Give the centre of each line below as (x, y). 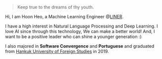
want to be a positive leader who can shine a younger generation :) (74, 37)
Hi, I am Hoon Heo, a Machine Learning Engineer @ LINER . (64, 16)
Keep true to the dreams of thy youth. (55, 7)
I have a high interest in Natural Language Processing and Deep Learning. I (81, 26)
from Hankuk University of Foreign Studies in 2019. (57, 51)
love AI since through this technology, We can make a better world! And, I (80, 31)
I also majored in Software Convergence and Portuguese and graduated (80, 46)
